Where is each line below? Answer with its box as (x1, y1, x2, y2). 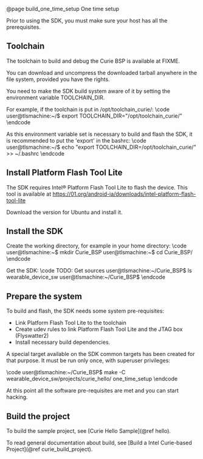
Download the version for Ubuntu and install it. (6, 208, 123, 216)
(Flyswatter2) (15, 332, 49, 340)
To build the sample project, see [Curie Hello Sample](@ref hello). (6, 427, 171, 435)
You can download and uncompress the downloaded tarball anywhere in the (6, 69, 198, 76)
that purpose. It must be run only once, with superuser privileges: (6, 357, 170, 365)
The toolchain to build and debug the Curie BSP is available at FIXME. (6, 57, 181, 65)
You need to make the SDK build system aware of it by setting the (6, 87, 171, 94)
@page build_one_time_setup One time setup (6, 5, 120, 12)
